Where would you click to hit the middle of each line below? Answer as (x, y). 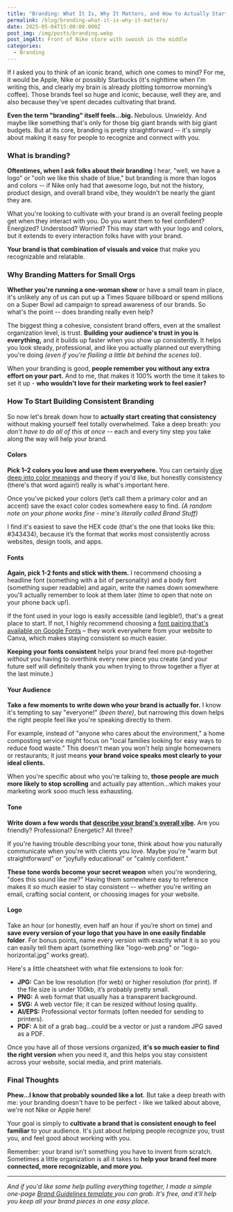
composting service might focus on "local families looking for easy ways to (114, 741)
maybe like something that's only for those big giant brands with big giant (112, 122)
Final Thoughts (33, 1080)
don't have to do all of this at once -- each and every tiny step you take (109, 431)
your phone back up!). (39, 603)
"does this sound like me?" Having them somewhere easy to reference (108, 879)
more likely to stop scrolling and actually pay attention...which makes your (114, 784)
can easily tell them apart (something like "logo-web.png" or (94, 948)
